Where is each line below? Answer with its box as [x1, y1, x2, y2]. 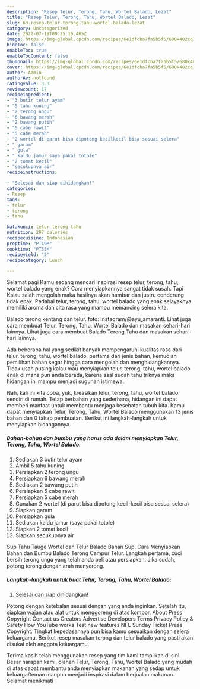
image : [7, 36, 23, 42]
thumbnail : [7, 58, 34, 64]
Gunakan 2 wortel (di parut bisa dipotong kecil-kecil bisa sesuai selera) [15, 500, 189, 507]
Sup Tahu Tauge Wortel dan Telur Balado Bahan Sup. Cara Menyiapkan [7, 543, 180, 551]
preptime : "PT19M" [7, 241, 52, 247]
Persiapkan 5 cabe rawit [15, 488, 75, 495]
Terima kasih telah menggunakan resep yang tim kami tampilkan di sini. [7, 652, 181, 659]
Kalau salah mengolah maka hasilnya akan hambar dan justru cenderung [7, 291, 185, 298]
